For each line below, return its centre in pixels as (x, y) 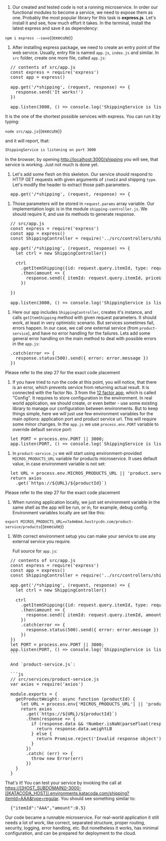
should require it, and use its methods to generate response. (74, 214)
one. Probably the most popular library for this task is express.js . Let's (84, 18)
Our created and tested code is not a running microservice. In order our (85, 7)
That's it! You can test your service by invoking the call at (63, 783)
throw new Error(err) (57, 758)
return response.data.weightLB (74, 729)
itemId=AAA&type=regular (32, 798)
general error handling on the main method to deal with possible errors (84, 338)
